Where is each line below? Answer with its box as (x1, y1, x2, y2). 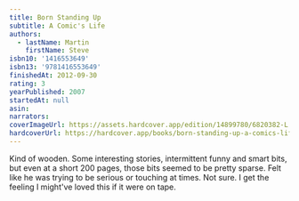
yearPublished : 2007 (9, 87, 86, 96)
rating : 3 (9, 79, 46, 88)
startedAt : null (9, 95, 69, 105)
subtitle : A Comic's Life (9, 21, 105, 30)
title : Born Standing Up (9, 12, 101, 22)
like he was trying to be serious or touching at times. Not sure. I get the (9, 172, 270, 182)
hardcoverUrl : (9, 129, 62, 138)
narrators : (9, 112, 50, 121)
